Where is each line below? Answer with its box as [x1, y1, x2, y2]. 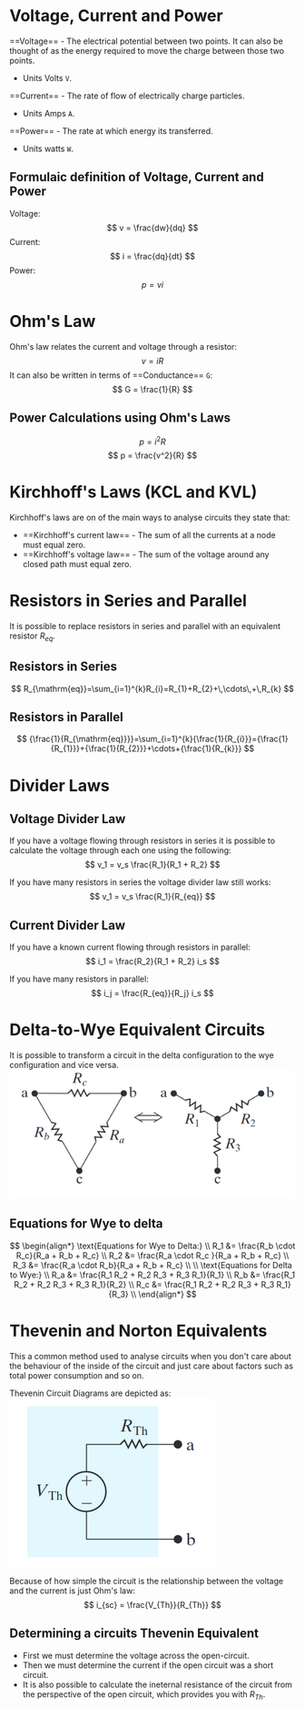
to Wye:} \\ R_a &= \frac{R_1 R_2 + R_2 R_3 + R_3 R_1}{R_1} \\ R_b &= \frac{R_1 [9, 1269, 296, 1280]
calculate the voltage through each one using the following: [9, 845, 231, 856]
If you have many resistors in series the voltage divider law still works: [9, 877, 271, 888]
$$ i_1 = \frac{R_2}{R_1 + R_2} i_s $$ [85, 956, 220, 967]
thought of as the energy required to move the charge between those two [9, 45, 284, 56]
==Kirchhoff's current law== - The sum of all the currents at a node [22, 530, 276, 541]
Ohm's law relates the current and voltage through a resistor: [9, 341, 238, 351]
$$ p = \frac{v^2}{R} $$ [107, 450, 198, 461]
